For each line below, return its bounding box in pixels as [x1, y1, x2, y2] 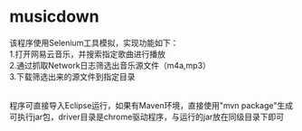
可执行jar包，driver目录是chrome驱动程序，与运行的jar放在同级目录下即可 [9, 111, 285, 122]
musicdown [9, 6, 99, 27]
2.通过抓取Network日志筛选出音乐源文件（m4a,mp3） [9, 60, 211, 70]
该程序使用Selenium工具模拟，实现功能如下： [9, 37, 179, 48]
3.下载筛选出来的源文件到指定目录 [9, 70, 136, 82]
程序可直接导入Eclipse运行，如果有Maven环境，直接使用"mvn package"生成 [9, 99, 294, 110]
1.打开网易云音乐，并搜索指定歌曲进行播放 [9, 48, 165, 60]
